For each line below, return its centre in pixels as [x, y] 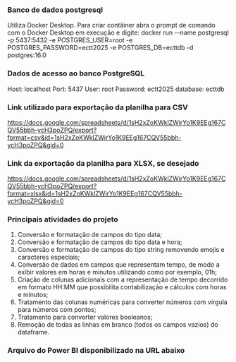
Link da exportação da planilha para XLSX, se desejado [103, 163]
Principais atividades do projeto [63, 219]
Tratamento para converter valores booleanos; [85, 317]
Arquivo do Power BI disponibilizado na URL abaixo [96, 351]
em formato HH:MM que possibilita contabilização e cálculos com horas [122, 287]
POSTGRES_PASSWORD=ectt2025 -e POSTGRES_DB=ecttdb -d [100, 48]
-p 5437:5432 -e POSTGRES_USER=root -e [70, 40]
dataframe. [33, 332]
